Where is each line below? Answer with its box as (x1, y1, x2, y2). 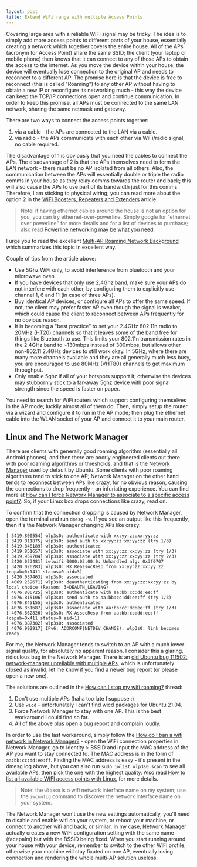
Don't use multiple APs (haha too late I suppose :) (14, 695, 134, 702)
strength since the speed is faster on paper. (14, 385, 120, 392)
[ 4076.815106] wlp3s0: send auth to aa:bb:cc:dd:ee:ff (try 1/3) (6, 595, 172, 601)
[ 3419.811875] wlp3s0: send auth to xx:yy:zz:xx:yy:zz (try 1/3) (6, 538, 172, 544)
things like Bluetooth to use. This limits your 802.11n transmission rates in (14, 335, 191, 342)
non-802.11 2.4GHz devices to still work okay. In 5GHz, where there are (14, 348, 187, 355)
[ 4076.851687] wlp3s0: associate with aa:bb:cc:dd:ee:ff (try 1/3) (6, 605, 177, 611)
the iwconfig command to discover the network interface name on (20, 793, 181, 800)
